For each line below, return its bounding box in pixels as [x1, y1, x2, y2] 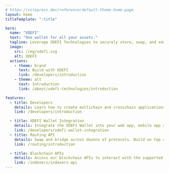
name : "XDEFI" [10, 31, 39, 36]
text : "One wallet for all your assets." [10, 35, 98, 40]
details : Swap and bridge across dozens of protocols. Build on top [14, 137, 161, 142]
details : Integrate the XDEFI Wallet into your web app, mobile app [14, 123, 161, 128]
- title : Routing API [10, 132, 55, 137]
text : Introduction [18, 82, 59, 87]
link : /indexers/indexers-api [14, 160, 78, 165]
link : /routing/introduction [14, 141, 75, 147]
